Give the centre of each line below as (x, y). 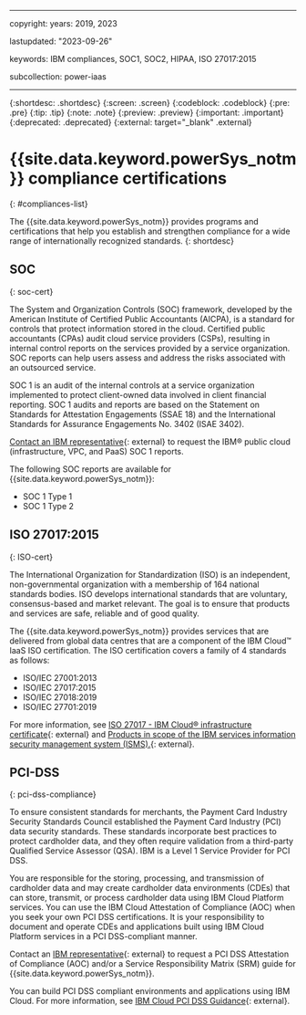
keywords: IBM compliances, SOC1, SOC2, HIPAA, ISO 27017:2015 (133, 59)
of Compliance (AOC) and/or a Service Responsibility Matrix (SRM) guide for (153, 964)
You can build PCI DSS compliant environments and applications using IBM (150, 991)
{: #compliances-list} (49, 204)
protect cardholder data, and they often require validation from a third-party (152, 842)
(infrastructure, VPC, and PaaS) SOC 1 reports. (97, 451)
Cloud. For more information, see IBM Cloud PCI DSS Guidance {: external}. (150, 1001)
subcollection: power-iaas (58, 77)
